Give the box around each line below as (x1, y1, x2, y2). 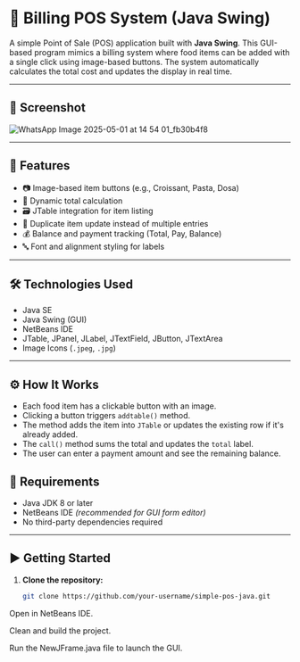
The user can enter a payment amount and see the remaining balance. (21, 448, 281, 459)
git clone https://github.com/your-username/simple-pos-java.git (21, 592, 271, 600)
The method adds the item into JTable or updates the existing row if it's (21, 419, 284, 431)
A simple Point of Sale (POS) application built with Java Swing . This (9, 37, 259, 48)
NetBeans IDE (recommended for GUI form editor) (21, 508, 207, 517)
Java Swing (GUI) (21, 314, 87, 325)
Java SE (21, 305, 53, 316)
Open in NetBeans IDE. (9, 608, 94, 618)
